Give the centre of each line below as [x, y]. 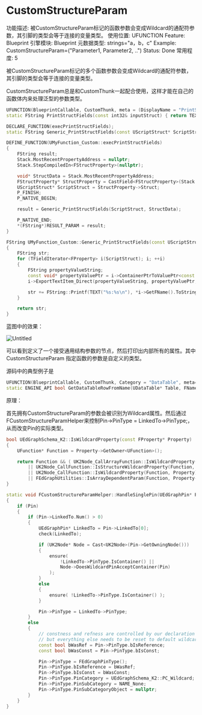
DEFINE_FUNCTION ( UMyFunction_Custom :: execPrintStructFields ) [84, 143]
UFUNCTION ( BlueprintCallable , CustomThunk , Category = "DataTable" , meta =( [103, 382]
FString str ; [33, 253]
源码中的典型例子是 [30, 371]
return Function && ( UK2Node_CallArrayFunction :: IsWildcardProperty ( [107, 462]
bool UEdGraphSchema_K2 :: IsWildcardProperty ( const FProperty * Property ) [99, 440]
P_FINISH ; [29, 193]
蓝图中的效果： [25, 327]
